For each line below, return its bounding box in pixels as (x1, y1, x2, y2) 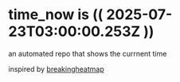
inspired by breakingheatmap (8, 64, 105, 73)
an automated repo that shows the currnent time (8, 49, 167, 58)
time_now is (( (8, 6, 104, 24)
